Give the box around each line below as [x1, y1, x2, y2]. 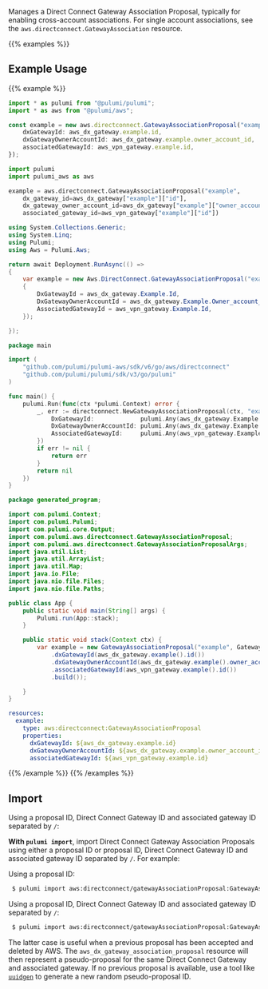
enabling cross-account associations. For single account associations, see [8, 15, 254, 25]
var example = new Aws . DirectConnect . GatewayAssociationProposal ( [22, 275, 248, 283]
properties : [22, 732, 62, 740]
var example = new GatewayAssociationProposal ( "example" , [37, 644, 234, 652]
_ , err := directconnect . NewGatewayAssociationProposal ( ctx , [37, 407, 245, 415]
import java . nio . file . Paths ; [8, 584, 105, 592]
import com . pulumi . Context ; [8, 511, 102, 519]
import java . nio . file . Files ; [8, 577, 105, 586]
